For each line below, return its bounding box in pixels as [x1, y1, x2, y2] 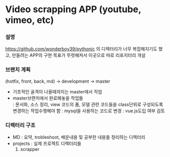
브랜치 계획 [5, 66, 31, 73]
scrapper [20, 146, 40, 152]
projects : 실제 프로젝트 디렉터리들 [12, 141, 81, 147]
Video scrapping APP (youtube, [5, 4, 141, 15]
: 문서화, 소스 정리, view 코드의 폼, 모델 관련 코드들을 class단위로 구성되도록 [12, 101, 163, 107]
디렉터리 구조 [5, 121, 36, 129]
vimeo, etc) [5, 14, 54, 26]
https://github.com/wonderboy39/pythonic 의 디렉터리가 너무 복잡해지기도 [5, 46, 158, 52]
